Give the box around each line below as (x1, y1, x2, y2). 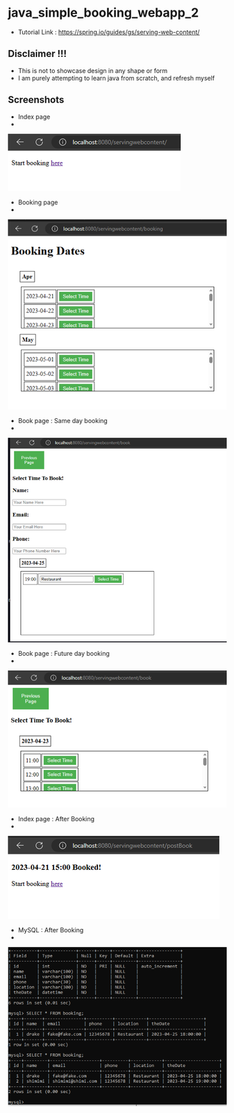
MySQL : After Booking (17, 926, 84, 934)
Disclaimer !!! (8, 48, 67, 60)
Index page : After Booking (17, 815, 95, 823)
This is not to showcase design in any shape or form (17, 66, 168, 74)
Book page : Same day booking (17, 416, 108, 424)
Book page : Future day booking (17, 649, 110, 657)
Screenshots (8, 94, 65, 106)
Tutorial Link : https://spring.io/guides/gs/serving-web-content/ (17, 28, 200, 36)
